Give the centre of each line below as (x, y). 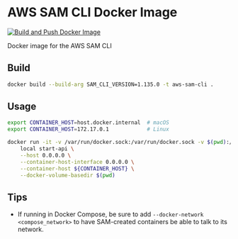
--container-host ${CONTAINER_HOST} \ (77, 168)
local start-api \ (47, 149)
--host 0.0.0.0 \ (46, 155)
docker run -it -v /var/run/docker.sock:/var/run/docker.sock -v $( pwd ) (117, 143)
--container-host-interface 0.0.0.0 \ (77, 162)
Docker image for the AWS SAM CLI (59, 45)
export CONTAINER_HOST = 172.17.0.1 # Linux (89, 129)
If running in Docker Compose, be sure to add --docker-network (110, 214)
